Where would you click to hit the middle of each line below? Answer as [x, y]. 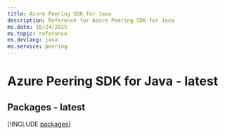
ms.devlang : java [33, 40]
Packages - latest [46, 107]
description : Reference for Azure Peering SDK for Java [91, 20]
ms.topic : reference [38, 33]
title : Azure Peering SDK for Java [59, 14]
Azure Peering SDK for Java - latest [113, 81]
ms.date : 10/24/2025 [38, 27]
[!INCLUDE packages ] [39, 124]
